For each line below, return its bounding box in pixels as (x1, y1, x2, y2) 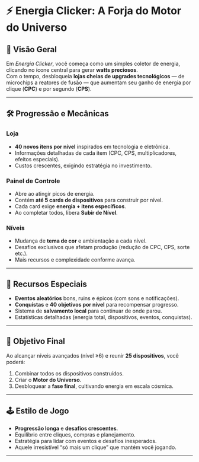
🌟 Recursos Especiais (6, 279, 88, 289)
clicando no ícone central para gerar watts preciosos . (6, 66, 138, 74)
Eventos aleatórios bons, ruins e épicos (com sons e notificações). (14, 295, 179, 302)
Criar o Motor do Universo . (14, 376, 82, 383)
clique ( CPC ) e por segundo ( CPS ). (6, 85, 92, 92)
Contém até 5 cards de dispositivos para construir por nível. (14, 196, 163, 203)
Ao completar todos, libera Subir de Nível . (14, 209, 118, 216)
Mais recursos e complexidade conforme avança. (14, 256, 136, 263)
